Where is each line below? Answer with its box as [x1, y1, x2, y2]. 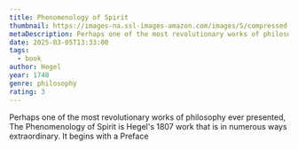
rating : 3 [9, 87, 46, 96]
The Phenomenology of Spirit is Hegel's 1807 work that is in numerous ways [9, 121, 287, 131]
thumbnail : [9, 21, 50, 30]
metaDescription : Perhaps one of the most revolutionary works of [9, 29, 260, 38]
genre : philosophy [9, 79, 77, 88]
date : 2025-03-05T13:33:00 [9, 37, 109, 47]
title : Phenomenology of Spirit [9, 12, 129, 22]
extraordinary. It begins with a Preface [9, 130, 149, 141]
